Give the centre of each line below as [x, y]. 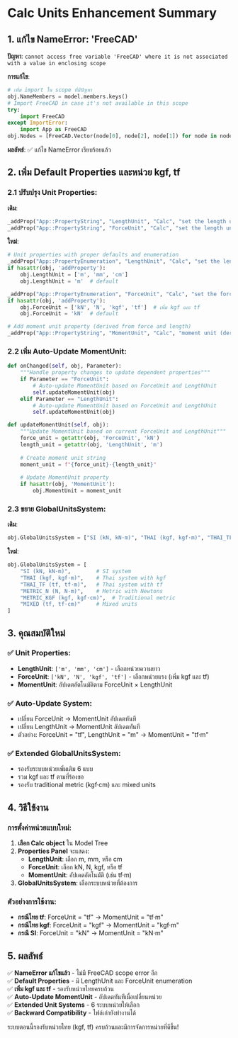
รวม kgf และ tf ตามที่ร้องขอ [51, 777]
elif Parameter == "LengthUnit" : [69, 399]
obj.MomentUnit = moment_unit [77, 491]
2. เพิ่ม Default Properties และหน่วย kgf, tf [94, 173]
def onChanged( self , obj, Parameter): [64, 366]
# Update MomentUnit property [65, 478]
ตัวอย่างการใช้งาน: [32, 902]
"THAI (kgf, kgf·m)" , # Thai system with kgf [93, 578]
